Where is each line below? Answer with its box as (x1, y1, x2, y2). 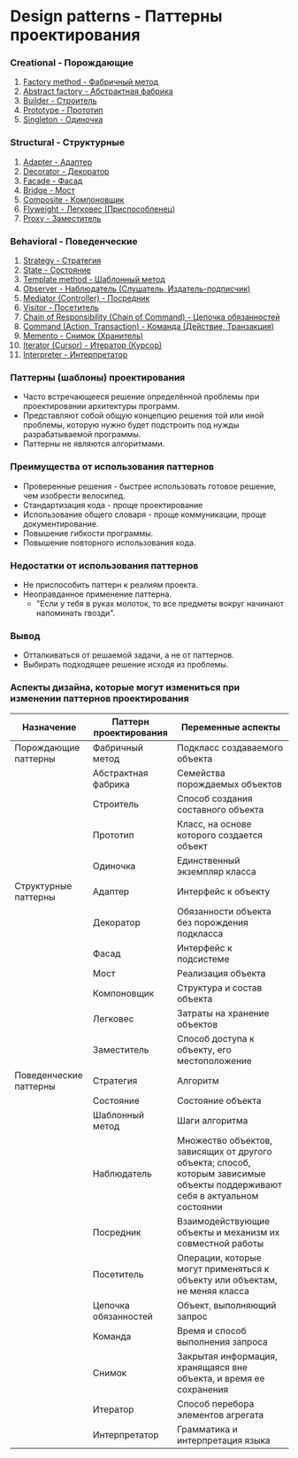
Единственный (177, 854, 241, 867)
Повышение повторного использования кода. (22, 537, 196, 548)
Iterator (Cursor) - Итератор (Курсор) (22, 340, 163, 351)
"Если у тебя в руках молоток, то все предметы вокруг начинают (35, 598, 284, 608)
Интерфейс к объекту (177, 885, 271, 898)
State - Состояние (22, 265, 91, 275)
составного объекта (177, 803, 264, 815)
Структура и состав (177, 981, 263, 993)
